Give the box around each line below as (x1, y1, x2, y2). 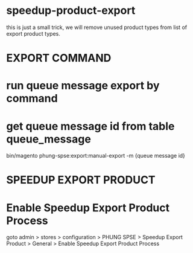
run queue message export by (6, 79, 160, 92)
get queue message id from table (6, 119, 175, 133)
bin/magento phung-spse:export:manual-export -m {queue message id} (6, 152, 186, 159)
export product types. (6, 30, 60, 37)
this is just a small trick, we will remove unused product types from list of (6, 24, 188, 31)
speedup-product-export (6, 4, 136, 18)
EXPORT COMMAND (6, 51, 112, 65)
